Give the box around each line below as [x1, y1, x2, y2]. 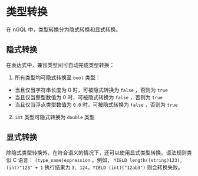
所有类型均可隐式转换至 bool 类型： [14, 74, 101, 81]
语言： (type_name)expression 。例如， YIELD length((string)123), [18, 156, 183, 163]
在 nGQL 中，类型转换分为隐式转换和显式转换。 [6, 26, 121, 33]
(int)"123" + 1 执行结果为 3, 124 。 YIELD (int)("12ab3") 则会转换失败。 [6, 164, 184, 171]
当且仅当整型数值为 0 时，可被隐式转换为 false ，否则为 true [14, 93, 163, 100]
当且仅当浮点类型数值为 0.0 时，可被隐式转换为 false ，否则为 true [14, 101, 178, 108]
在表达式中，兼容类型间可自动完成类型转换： [6, 61, 115, 68]
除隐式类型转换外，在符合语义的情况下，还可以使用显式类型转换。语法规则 [6, 149, 187, 156]
